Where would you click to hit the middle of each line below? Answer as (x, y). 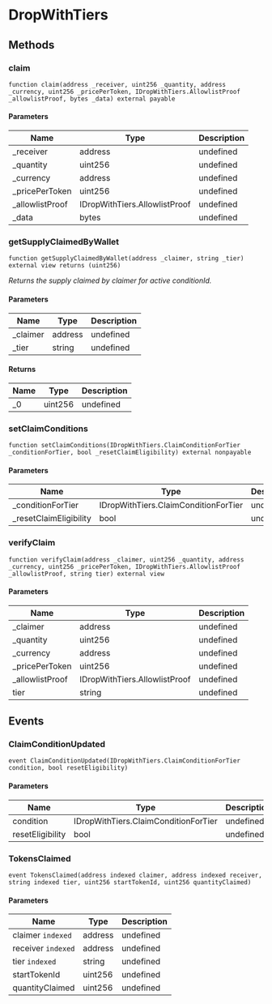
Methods (32, 45)
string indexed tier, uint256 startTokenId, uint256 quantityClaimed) (130, 882)
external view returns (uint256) (65, 266)
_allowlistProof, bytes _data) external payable (92, 99)
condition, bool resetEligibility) (68, 768)
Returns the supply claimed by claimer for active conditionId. (110, 280)
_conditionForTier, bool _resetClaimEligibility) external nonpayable (130, 453)
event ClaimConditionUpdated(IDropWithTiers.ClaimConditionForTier (125, 761)
